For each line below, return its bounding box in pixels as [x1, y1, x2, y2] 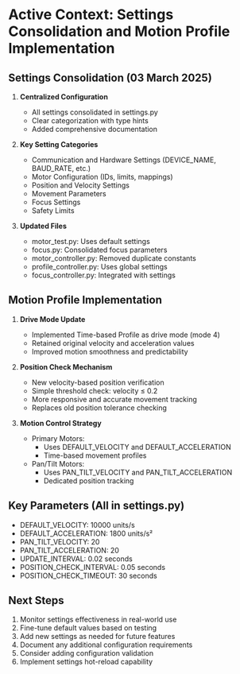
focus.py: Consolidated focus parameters [31, 245, 168, 254]
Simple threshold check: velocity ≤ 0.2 [31, 385, 158, 395]
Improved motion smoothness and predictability [31, 347, 188, 356]
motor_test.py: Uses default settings [31, 237, 151, 246]
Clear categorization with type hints [31, 116, 149, 125]
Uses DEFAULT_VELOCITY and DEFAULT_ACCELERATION [43, 442, 232, 451]
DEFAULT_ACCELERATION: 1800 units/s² [19, 529, 153, 538]
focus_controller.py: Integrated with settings [31, 270, 176, 280]
